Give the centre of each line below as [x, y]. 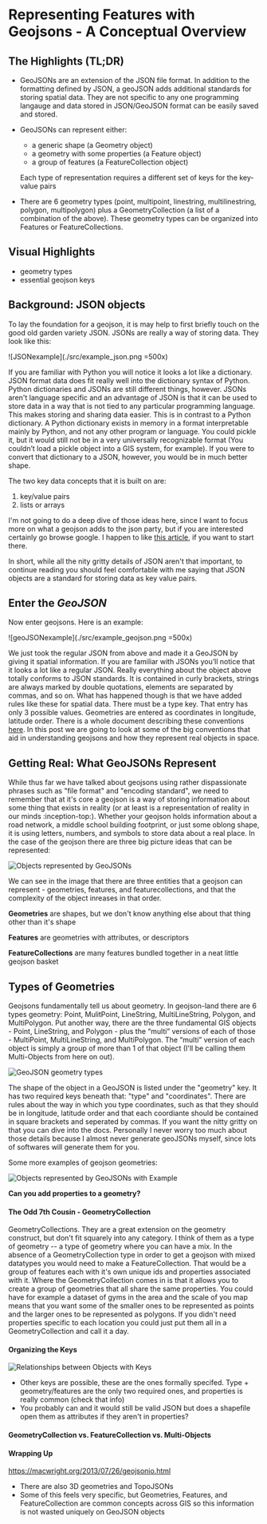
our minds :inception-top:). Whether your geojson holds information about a [133, 817]
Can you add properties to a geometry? [75, 1193]
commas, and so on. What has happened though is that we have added [125, 695]
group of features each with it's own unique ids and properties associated [130, 1272]
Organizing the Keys [43, 1349]
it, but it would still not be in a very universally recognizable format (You [126, 440]
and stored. [39, 114]
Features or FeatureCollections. [71, 227]
